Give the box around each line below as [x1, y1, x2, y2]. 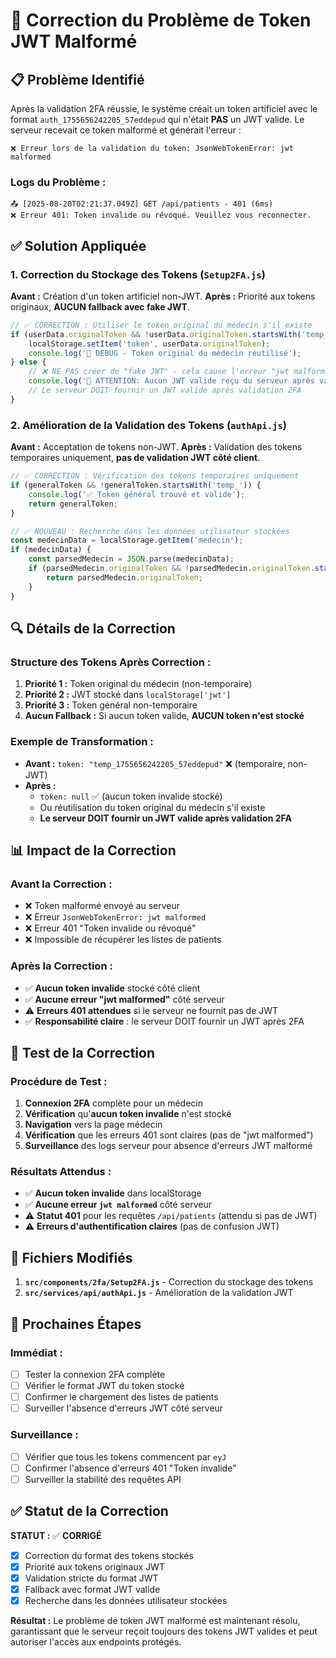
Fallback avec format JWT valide [24, 1583, 161, 1595]
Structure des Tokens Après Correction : [10, 655, 212, 669]
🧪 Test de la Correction [10, 1044, 155, 1061]
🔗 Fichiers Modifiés [10, 1249, 133, 1266]
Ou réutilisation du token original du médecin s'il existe [39, 801, 266, 813]
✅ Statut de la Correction [10, 1503, 169, 1520]
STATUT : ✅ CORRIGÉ [10, 1529, 102, 1541]
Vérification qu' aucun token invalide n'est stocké [24, 1108, 232, 1120]
